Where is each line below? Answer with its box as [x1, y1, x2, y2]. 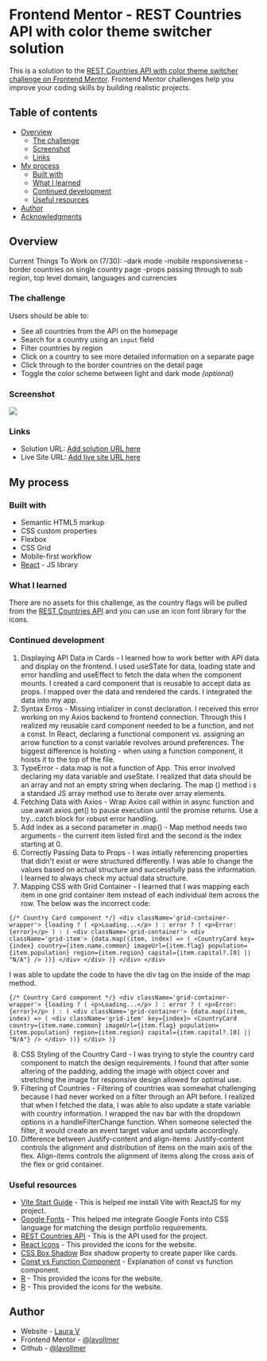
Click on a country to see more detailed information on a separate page [20, 351, 255, 361]
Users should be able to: [9, 311, 90, 320]
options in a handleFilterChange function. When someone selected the [20, 1117, 253, 1127]
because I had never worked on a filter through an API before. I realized [20, 1092, 255, 1101]
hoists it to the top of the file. [20, 755, 115, 764]
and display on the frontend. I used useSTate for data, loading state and [20, 661, 256, 671]
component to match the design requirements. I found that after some [20, 1057, 250, 1067]
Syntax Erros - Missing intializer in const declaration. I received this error [20, 704, 259, 713]
